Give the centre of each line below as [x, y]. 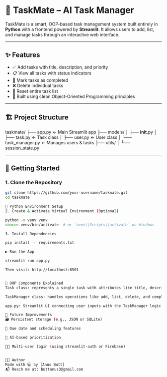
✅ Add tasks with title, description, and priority [60, 67]
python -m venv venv [27, 220]
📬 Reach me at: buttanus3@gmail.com [44, 369]
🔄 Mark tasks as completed [40, 80]
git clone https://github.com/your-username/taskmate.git [66, 193]
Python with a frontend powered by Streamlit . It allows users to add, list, [80, 29]
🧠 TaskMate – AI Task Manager [70, 10]
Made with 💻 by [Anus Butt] [35, 365]
